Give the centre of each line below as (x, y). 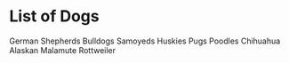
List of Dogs (54, 16)
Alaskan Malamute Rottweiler (63, 50)
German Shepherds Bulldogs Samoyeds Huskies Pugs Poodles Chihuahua (145, 41)
